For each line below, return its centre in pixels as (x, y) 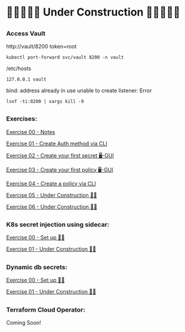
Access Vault (26, 33)
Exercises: (22, 119)
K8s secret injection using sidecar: (58, 225)
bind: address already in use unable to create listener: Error (79, 90)
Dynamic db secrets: (37, 267)
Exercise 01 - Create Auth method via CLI (57, 144)
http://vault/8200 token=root (41, 46)
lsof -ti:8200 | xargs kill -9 (45, 101)
